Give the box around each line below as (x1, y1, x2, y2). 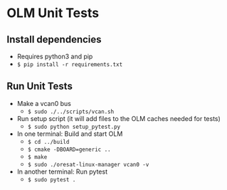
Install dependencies (6, 33, 102, 46)
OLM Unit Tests (6, 5, 100, 21)
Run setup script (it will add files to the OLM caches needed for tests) (16, 114, 221, 122)
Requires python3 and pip (16, 52, 93, 60)
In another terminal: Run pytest (16, 167, 108, 176)
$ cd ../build (27, 138, 70, 145)
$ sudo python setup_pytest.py (27, 123, 121, 130)
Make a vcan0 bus (16, 99, 72, 107)
